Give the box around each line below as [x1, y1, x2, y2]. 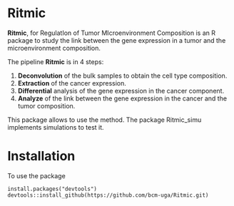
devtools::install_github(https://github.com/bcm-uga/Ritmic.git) [7, 191, 209, 199]
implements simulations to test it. [7, 123, 105, 131]
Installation [7, 148, 76, 165]
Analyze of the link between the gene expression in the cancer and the [17, 94, 227, 103]
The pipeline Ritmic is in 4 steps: [7, 57, 104, 66]
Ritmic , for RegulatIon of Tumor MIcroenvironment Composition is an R [7, 29, 216, 37]
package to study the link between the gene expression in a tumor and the [7, 36, 226, 44]
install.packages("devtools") [7, 185, 98, 192]
